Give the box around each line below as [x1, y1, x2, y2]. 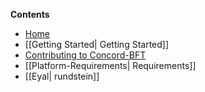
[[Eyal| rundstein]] [24, 70, 100, 82]
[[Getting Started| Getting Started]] [24, 39, 170, 50]
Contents [10, 9, 50, 20]
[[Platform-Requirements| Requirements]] [24, 60, 197, 71]
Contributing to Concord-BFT [24, 49, 147, 61]
